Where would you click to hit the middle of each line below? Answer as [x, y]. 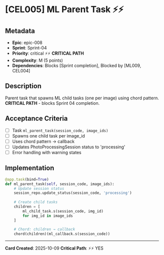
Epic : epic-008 [27, 43]
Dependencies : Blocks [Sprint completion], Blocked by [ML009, [77, 66]
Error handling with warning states [47, 152]
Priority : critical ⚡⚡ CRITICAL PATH [48, 53]
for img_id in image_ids [48, 216]
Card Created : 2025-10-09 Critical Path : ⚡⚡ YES [54, 248]
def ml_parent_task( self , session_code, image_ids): [60, 184]
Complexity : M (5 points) [38, 60]
